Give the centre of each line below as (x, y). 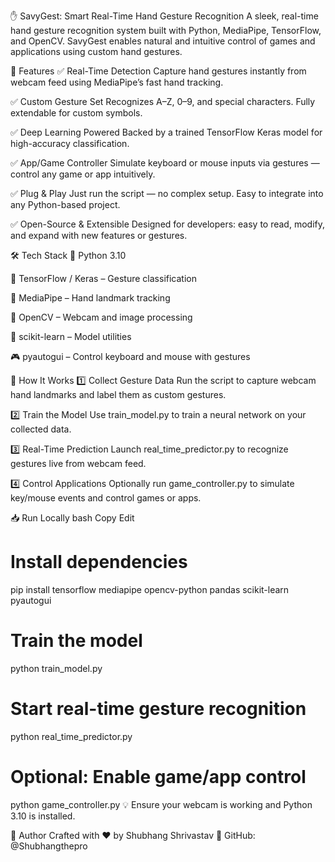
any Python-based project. (65, 204)
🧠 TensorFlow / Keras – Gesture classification (103, 278)
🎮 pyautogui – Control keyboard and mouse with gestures (130, 356)
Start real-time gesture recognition (158, 709)
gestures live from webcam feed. (78, 463)
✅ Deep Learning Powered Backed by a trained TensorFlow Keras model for (166, 132)
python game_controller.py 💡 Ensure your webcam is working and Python (161, 804)
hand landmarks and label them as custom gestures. (118, 394)
